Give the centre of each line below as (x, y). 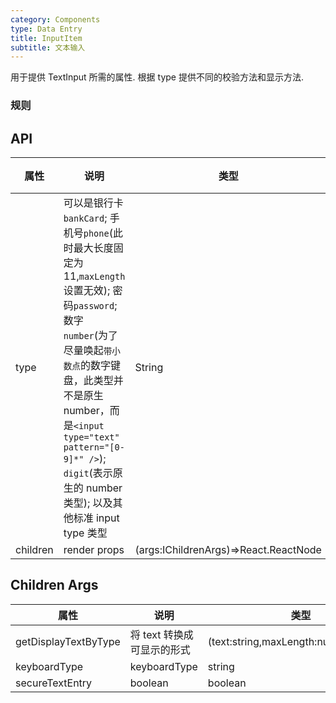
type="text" (91, 437)
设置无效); (87, 290)
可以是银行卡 (93, 203)
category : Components (55, 19)
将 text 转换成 (161, 634)
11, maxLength (94, 276)
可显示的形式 (160, 649)
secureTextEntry (54, 683)
